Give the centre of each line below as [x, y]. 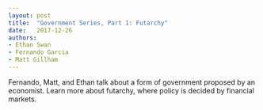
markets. [23, 99]
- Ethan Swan [30, 45]
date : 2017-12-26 [40, 30]
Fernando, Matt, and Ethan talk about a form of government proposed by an [132, 82]
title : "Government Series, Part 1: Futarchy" [88, 23]
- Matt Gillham [33, 60]
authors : [23, 38]
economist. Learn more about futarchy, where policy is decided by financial [131, 90]
